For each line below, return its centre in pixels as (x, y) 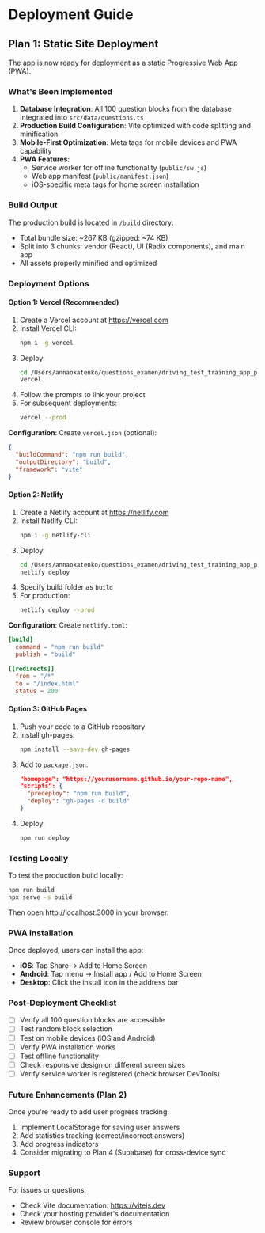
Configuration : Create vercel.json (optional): (83, 433)
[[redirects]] (32, 669)
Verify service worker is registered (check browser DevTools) (119, 1073)
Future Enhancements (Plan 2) (68, 1095)
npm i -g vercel (46, 343)
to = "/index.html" (47, 683)
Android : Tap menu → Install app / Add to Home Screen (110, 974)
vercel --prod (43, 418)
